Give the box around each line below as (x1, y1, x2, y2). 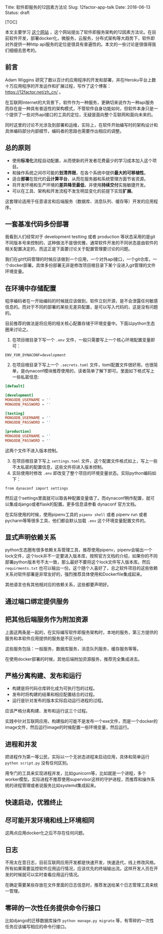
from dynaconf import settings (5, 486, 68, 491)
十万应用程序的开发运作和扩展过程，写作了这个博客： (5, 83, 112, 89)
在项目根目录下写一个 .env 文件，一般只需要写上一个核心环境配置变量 (12, 337, 151, 343)
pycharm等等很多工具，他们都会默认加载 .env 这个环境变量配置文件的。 (5, 518, 149, 523)
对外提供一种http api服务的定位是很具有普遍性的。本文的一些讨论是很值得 (5, 41, 152, 47)
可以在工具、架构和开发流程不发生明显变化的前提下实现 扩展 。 (12, 188, 136, 194)
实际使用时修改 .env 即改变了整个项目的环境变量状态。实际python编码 (12, 470, 152, 476)
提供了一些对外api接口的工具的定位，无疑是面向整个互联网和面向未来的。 (9, 112, 156, 117)
